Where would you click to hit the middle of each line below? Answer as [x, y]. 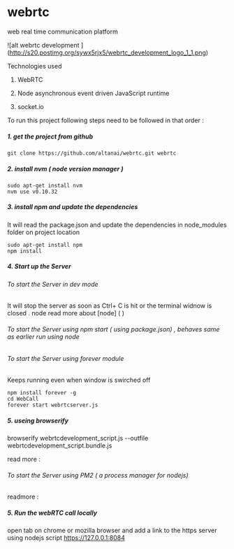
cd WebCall [23, 399]
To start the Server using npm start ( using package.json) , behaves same [114, 329]
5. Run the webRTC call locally [52, 513]
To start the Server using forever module [66, 358]
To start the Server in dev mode [53, 284]
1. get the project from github [50, 136]
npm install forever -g [42, 393]
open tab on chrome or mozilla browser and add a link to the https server [112, 530]
